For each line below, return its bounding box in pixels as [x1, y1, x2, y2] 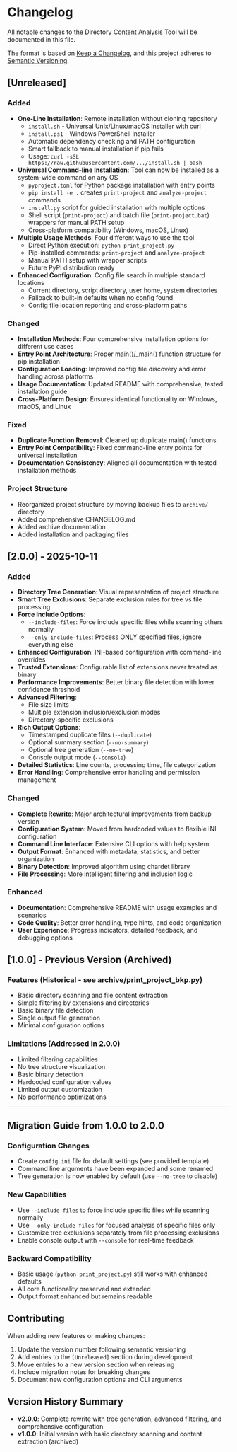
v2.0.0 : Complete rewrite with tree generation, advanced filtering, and [17, 1414, 222, 1423]
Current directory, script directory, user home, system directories [28, 286, 218, 294]
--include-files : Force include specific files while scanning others [28, 618, 224, 626]
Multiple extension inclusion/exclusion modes [28, 708, 161, 717]
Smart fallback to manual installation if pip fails [28, 144, 164, 153]
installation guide [17, 387, 68, 396]
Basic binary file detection [17, 1006, 94, 1015]
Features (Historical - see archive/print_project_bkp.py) [7, 975, 203, 985]
